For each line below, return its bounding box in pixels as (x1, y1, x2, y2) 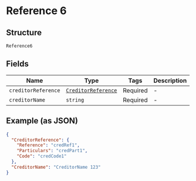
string (66, 96, 85, 103)
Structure (6, 28, 42, 38)
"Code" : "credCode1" (16, 153, 67, 159)
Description (153, 76, 187, 85)
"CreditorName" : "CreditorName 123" (11, 164, 101, 170)
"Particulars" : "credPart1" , (16, 148, 88, 154)
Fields (6, 59, 29, 69)
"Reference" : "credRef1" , (16, 142, 80, 148)
